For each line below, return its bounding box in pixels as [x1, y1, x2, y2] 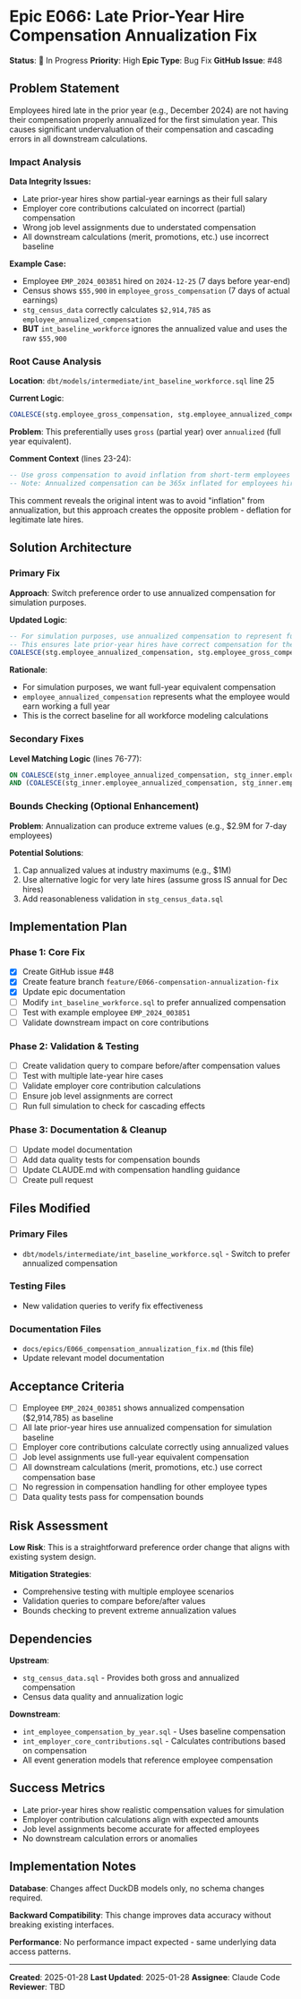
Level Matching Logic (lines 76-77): [9, 753, 142, 763]
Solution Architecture [9, 540, 133, 556]
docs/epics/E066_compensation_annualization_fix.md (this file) [21, 1343, 254, 1354]
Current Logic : [9, 392, 64, 404]
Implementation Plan [9, 919, 128, 935]
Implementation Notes [9, 1859, 137, 1874]
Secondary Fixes [9, 733, 84, 745]
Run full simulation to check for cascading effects [21, 1100, 206, 1112]
